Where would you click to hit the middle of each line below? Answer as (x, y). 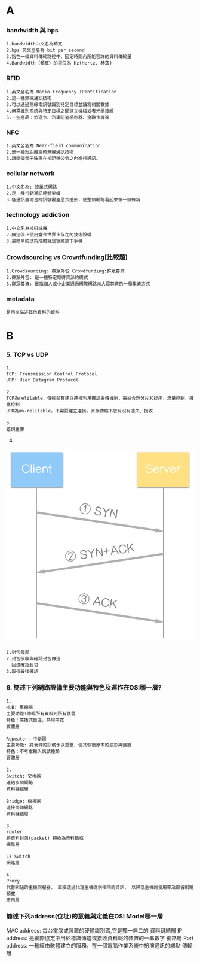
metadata (20, 299)
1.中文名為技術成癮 (27, 228)
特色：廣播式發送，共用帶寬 (35, 720)
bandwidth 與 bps (32, 31)
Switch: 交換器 (24, 776)
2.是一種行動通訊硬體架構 (33, 193)
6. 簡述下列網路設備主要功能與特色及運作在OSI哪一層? (84, 688)
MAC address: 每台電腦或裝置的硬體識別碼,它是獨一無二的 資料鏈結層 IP (94, 930)
